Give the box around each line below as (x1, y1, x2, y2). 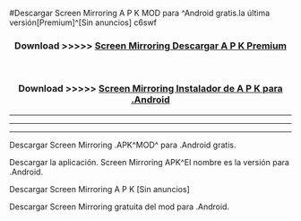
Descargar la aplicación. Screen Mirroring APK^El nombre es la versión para (9, 156, 289, 167)
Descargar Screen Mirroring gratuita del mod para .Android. (9, 201, 230, 212)
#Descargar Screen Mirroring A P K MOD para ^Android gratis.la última (9, 8, 271, 18)
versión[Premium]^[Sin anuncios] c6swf (9, 17, 157, 28)
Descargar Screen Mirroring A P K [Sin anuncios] (9, 183, 190, 194)
